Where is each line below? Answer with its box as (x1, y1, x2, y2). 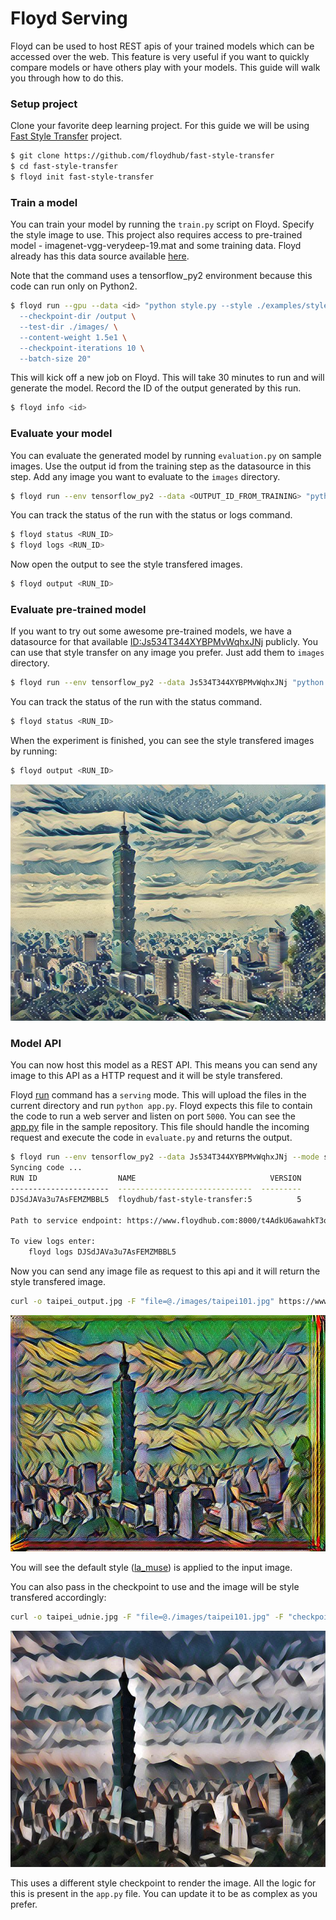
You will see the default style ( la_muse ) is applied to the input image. (10, 1561, 293, 1573)
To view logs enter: (10, 1237, 97, 1247)
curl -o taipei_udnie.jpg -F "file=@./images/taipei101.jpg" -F (10, 1612, 284, 1622)
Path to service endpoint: (10, 1215, 123, 1226)
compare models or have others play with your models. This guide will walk (10, 61, 321, 73)
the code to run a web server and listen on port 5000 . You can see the (10, 1110, 296, 1122)
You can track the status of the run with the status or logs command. (10, 509, 293, 521)
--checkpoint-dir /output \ (19, 312, 137, 322)
